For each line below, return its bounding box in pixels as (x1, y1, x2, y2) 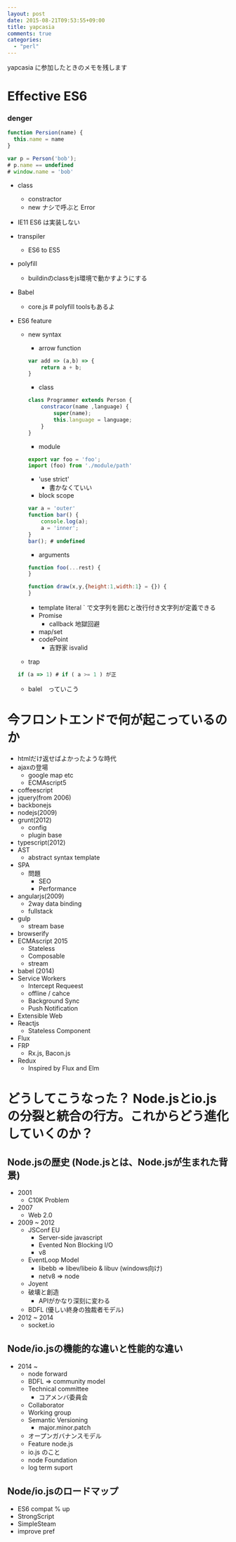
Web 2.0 (27, 1211, 53, 1219)
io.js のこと (27, 1448, 61, 1456)
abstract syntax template (27, 853, 100, 861)
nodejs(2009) (17, 808, 58, 816)
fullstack (27, 906, 53, 915)
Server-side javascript (38, 1233, 103, 1241)
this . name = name (13, 136, 65, 143)
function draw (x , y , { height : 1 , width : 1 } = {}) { (27, 583, 167, 590)
